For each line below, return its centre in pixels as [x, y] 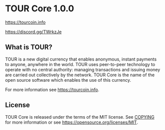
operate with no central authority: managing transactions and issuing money [83, 69]
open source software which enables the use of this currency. [68, 80]
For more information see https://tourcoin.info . [52, 90]
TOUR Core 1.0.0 [40, 9]
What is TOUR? [29, 47]
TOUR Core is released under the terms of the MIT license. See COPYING [80, 117]
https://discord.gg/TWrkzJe [33, 32]
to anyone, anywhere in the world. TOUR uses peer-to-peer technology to [80, 64]
